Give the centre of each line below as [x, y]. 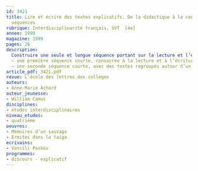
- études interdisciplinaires [43, 110]
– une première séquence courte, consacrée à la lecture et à [89, 61]
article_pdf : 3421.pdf [34, 72]
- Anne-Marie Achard [32, 88]
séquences [23, 22]
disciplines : [22, 104]
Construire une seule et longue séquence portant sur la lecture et [97, 55]
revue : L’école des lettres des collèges [58, 77]
